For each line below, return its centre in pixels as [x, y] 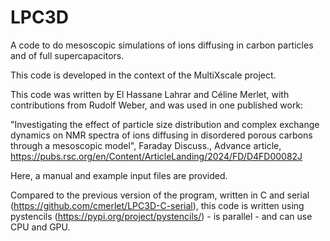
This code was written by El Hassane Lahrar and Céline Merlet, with [150, 94]
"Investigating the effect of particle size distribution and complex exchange [165, 124]
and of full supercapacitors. [67, 55]
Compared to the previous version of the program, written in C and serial [160, 195]
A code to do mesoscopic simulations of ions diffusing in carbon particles [162, 45]
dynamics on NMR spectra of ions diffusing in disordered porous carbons [161, 135]
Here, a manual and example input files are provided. [119, 175]
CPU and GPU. [40, 227]
